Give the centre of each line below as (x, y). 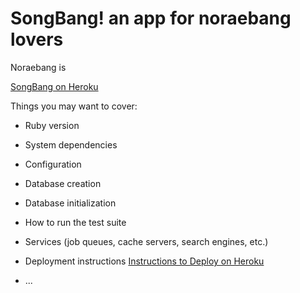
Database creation (63, 183)
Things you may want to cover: (74, 106)
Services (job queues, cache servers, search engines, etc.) (146, 241)
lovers (37, 39)
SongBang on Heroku (54, 86)
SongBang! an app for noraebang (151, 18)
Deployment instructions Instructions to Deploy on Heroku (144, 261)
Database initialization (70, 203)
